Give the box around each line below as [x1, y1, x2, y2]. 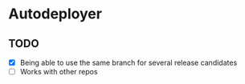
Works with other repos [19, 67, 98, 77]
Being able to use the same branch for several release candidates [19, 58, 238, 67]
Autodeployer [8, 5, 103, 23]
